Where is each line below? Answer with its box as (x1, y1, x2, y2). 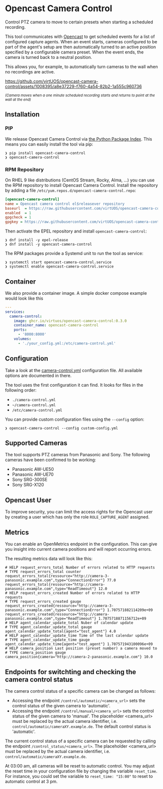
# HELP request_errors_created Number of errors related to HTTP (5, 591, 140, 596)
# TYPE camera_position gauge (5, 650, 66, 655)
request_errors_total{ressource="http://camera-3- (5, 574, 110, 579)
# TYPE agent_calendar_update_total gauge (5, 625, 92, 630)
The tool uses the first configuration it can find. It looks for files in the (5, 382, 144, 388)
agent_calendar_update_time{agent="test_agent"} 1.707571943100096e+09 (5, 642, 153, 647)
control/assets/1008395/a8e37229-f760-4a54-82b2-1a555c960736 (5, 83, 142, 89)
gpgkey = (5, 219, 23, 224)
